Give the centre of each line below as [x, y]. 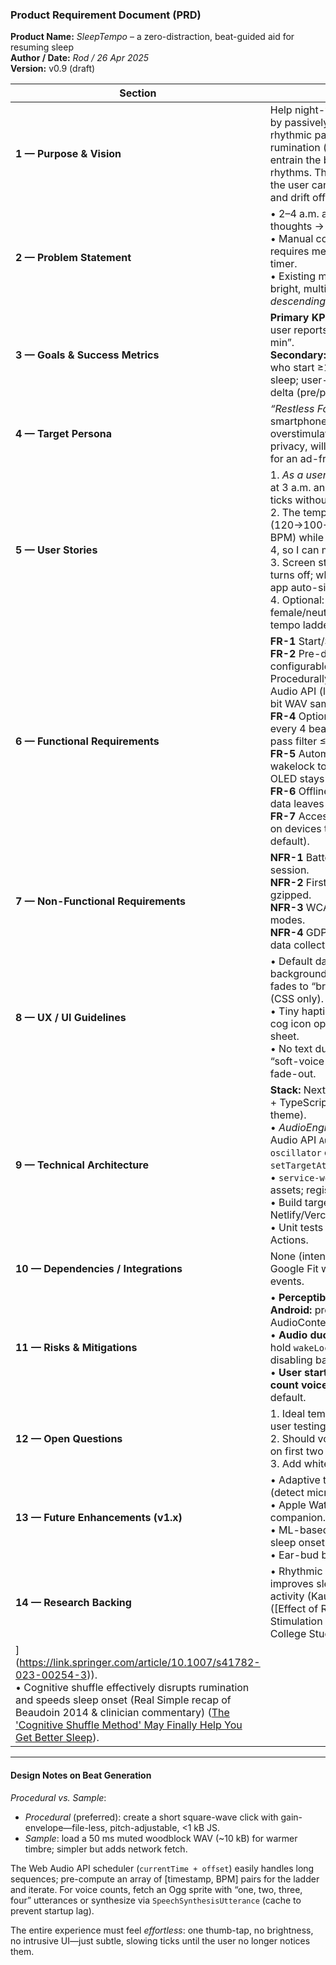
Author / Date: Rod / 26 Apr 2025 [80, 58]
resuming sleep [42, 47]
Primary [289, 318]
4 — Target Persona [63, 434]
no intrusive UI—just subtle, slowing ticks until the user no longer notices [160, 1940]
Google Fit [294, 1269]
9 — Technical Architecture [82, 1165]
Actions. [289, 1240]
